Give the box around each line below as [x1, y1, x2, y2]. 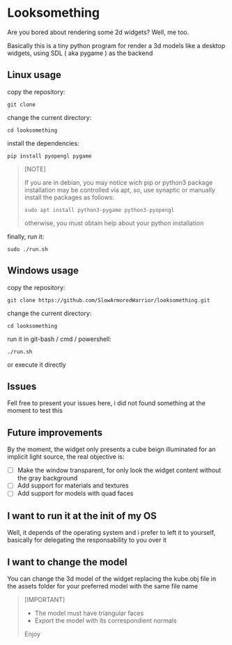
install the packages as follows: [24, 193, 115, 202]
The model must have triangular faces [34, 609, 144, 617]
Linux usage [7, 69, 61, 81]
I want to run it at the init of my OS [7, 510, 157, 522]
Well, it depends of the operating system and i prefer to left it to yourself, [7, 529, 216, 537]
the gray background [17, 474, 78, 483]
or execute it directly [7, 361, 66, 369]
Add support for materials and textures [17, 481, 129, 490]
